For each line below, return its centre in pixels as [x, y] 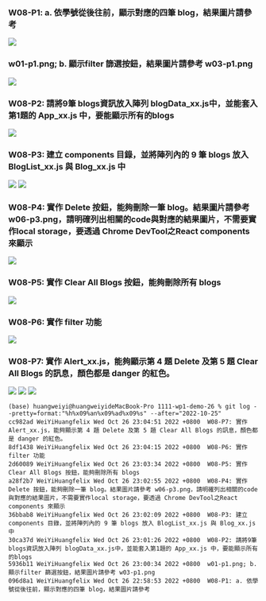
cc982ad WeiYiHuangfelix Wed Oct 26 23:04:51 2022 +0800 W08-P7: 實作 [128, 422]
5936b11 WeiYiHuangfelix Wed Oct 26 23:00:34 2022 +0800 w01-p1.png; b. [133, 564]
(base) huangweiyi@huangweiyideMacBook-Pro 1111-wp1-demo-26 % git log [129, 407]
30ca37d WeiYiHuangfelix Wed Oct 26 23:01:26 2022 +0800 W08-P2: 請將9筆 [133, 541]
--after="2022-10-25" [186, 414]
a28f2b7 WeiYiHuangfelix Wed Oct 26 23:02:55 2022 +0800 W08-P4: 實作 [128, 481]
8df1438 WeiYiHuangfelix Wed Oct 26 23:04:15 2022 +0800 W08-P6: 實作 [128, 448]
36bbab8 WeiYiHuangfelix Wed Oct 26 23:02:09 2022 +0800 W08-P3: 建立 [128, 515]
